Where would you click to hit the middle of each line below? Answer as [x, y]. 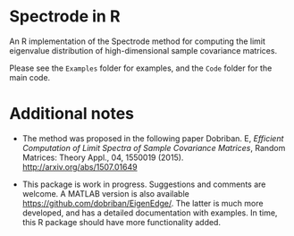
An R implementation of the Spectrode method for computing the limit [138, 41]
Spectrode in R [65, 17]
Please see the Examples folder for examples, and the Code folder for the [141, 68]
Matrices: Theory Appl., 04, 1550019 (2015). [103, 157]
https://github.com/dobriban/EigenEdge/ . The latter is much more [143, 203]
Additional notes [72, 114]
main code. [30, 77]
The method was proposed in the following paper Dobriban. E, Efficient [153, 138]
